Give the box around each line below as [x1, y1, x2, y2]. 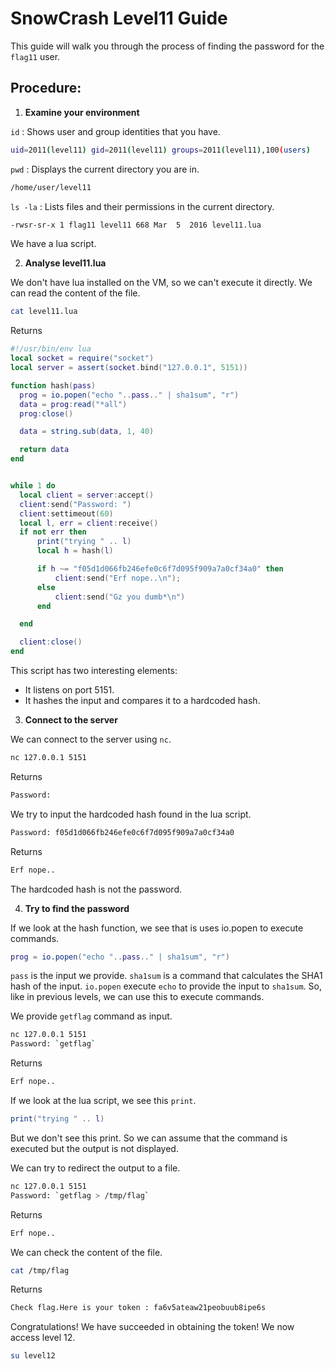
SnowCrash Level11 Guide [10, 7, 228, 30]
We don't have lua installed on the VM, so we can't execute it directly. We [10, 277, 313, 289]
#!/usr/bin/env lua [10, 344, 92, 354]
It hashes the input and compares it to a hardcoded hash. [24, 695, 261, 706]
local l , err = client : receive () [19, 518, 159, 528]
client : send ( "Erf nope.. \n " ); [54, 573, 182, 583]
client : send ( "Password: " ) [19, 499, 132, 509]
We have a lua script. [10, 238, 97, 250]
